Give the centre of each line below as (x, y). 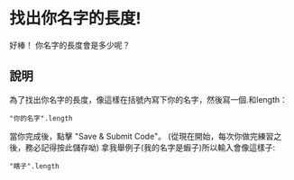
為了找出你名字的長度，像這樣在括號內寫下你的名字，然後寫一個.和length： (149, 99)
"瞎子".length (35, 166)
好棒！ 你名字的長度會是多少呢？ (70, 45)
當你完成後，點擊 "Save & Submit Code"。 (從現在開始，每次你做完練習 (142, 136)
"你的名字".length (41, 118)
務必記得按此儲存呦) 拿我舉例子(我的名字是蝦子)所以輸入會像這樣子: (150, 147)
